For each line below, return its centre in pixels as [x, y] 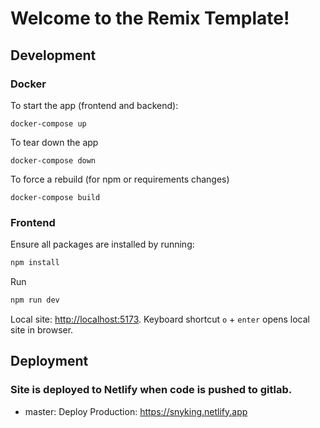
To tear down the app [54, 142]
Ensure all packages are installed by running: [102, 244]
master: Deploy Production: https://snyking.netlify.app [136, 411]
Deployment [49, 361]
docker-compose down [53, 160]
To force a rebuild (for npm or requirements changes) [120, 179]
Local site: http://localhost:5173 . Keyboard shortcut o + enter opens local [160, 319]
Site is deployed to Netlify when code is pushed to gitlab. [151, 390]
